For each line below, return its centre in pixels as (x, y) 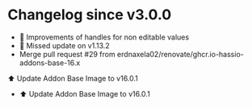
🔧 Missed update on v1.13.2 (64, 45)
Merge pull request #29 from (67, 54)
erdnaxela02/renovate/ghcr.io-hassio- (180, 54)
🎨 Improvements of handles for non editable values (104, 37)
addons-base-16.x (50, 63)
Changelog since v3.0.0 (90, 15)
